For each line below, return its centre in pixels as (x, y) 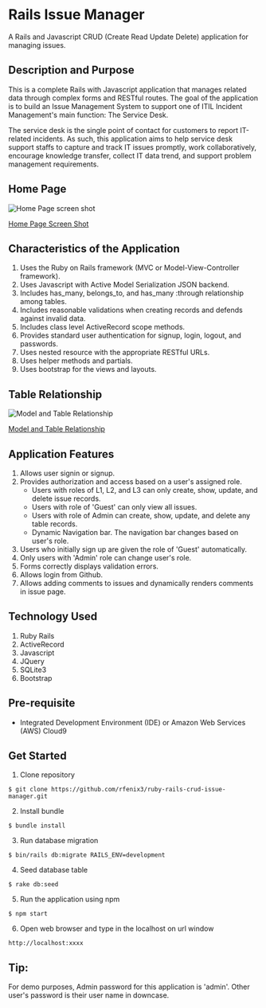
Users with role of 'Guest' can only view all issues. (114, 507)
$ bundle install (37, 826)
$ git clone (28, 790)
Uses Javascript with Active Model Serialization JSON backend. (124, 285)
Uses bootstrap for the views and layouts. (88, 369)
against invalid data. (53, 318)
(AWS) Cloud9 (43, 731)
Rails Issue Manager (76, 15)
